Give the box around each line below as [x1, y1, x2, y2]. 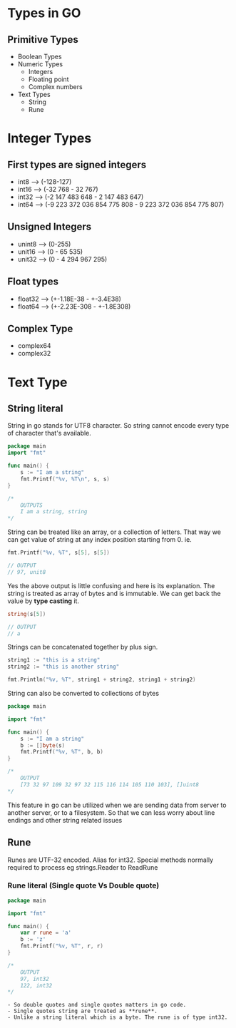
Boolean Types [17, 52, 62, 61]
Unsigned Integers [7, 221, 92, 233]
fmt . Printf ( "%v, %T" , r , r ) [20, 942, 103, 950]
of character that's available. [7, 429, 91, 438]
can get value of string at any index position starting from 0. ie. [7, 535, 193, 544]
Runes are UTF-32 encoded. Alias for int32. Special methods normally [7, 855, 214, 864]
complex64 [17, 341, 51, 350]
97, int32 [20, 975, 50, 982]
